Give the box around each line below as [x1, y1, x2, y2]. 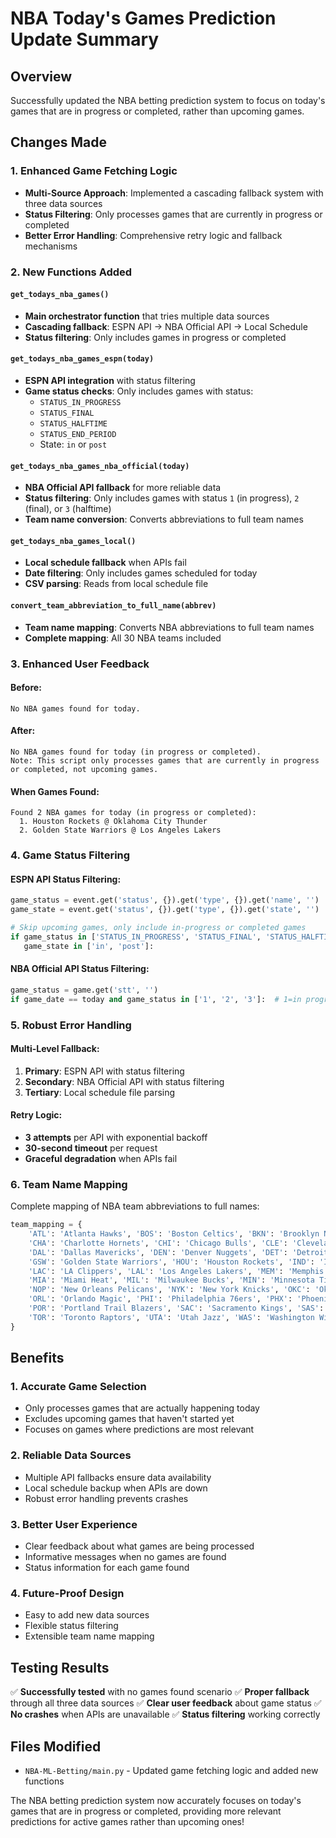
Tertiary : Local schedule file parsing [24, 1086, 176, 1098]
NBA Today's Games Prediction [10, 7, 277, 30]
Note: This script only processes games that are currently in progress [10, 755, 320, 766]
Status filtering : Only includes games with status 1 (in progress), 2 [24, 492, 300, 504]
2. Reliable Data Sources [10, 1448, 132, 1462]
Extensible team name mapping [24, 1630, 155, 1642]
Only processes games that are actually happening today [24, 1402, 260, 1414]
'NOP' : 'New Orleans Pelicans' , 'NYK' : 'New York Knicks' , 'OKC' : [28, 1285, 311, 1295]
